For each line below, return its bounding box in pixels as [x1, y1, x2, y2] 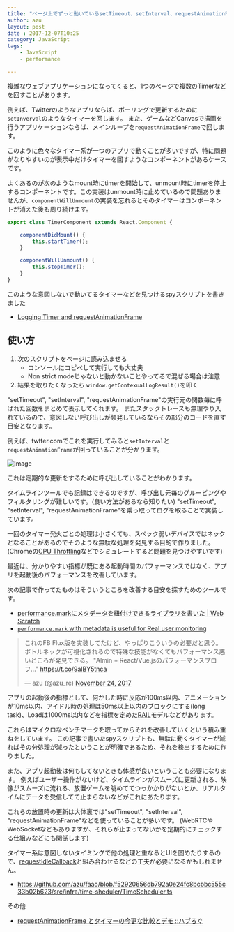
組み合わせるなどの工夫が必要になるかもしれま [82, 857, 217, 866]
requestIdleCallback [19, 857, 77, 866]
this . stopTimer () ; [32, 263, 86, 271]
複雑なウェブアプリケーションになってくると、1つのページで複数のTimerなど [7, 82, 227, 90]
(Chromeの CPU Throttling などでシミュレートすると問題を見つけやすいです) [7, 547, 223, 555]
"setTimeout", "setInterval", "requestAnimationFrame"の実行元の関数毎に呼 [7, 395, 223, 404]
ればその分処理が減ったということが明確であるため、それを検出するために [7, 743, 221, 751]
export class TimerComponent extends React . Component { [7, 219, 173, 225]
